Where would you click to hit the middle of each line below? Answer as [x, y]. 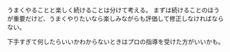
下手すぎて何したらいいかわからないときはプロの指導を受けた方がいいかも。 [116, 42]
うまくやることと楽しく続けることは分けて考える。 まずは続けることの [107, 10]
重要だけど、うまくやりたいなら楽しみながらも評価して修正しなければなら [118, 18]
